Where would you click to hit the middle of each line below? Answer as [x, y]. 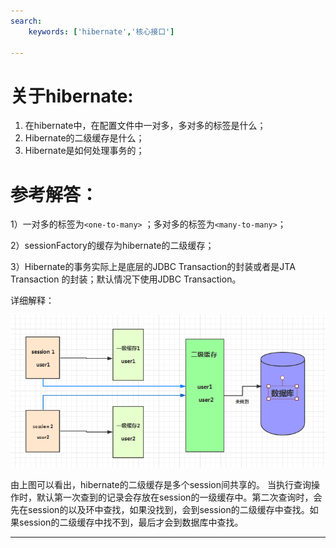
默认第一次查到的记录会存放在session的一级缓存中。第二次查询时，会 [179, 497]
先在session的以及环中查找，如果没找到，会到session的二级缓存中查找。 [160, 509]
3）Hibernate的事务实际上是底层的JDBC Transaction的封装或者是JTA [153, 267]
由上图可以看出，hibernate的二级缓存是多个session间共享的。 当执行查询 [161, 484]
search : [26, 21]
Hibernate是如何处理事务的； [84, 151]
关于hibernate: [72, 96]
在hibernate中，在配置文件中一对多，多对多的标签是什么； [145, 126]
